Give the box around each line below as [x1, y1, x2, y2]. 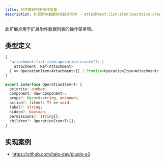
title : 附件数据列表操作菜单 [5, 7, 57, 12]
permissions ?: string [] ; [9, 114, 60, 119]
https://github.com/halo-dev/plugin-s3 [12, 151, 90, 157]
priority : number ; [9, 86, 48, 91]
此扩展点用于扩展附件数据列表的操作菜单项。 [5, 26, 96, 32]
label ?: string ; [9, 105, 43, 110]
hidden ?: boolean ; [9, 109, 48, 114]
